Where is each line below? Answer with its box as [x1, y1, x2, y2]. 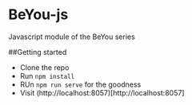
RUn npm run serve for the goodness [19, 80, 142, 89]
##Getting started [8, 47, 67, 56]
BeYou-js [8, 6, 69, 24]
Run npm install [19, 71, 75, 80]
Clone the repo [19, 62, 70, 72]
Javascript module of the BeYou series [8, 32, 136, 41]
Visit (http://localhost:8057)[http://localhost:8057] [19, 87, 185, 97]
